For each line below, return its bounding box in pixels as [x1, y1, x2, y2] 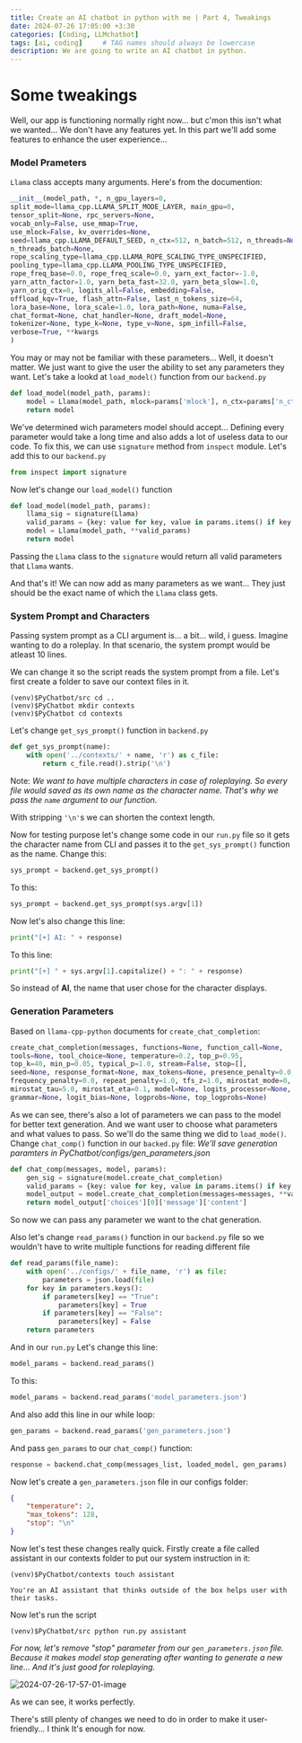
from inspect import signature [10, 468, 127, 477]
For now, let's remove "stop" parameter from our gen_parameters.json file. [10, 1642, 285, 1653]
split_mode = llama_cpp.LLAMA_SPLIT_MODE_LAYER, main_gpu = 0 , [10, 203, 236, 212]
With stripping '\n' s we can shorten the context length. [10, 812, 216, 823]
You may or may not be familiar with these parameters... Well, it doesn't [10, 352, 274, 364]
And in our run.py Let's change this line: [10, 1342, 158, 1352]
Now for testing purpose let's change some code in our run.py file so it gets [10, 829, 290, 840]
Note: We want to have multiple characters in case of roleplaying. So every [10, 775, 288, 786]
